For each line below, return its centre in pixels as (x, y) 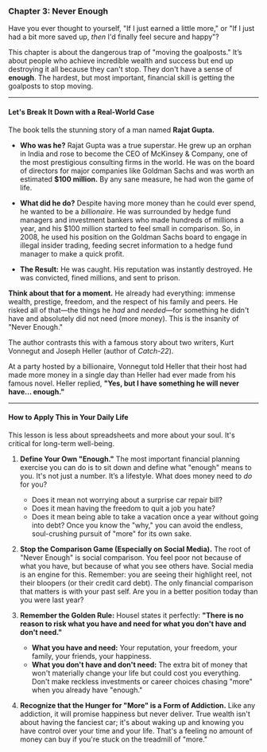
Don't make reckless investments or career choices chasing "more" (142, 681)
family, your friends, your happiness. (91, 656)
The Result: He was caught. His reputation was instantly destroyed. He (136, 269)
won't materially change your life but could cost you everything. (136, 673)
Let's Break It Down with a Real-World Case (81, 112)
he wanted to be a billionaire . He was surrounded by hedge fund (125, 211)
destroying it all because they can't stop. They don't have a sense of (120, 69)
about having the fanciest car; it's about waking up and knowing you (132, 722)
